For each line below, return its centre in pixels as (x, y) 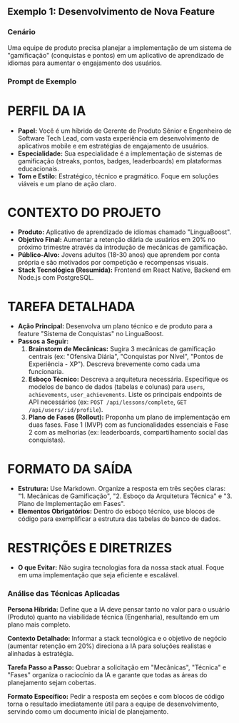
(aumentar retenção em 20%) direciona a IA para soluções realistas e (110, 646)
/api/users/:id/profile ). (66, 410)
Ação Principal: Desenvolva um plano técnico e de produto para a (115, 326)
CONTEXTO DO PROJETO (85, 212)
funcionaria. (46, 372)
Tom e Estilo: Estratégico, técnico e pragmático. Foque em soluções (118, 176)
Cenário (21, 32)
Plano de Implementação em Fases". (71, 504)
